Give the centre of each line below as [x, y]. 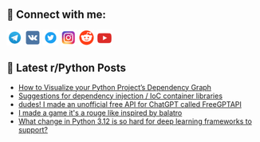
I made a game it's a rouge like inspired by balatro [100, 112]
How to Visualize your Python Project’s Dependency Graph [115, 87]
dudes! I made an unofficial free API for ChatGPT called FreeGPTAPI [130, 104]
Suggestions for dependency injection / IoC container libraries [120, 96]
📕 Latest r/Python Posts [67, 68]
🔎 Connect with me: [56, 15]
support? [33, 129]
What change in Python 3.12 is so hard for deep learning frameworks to [135, 121]
